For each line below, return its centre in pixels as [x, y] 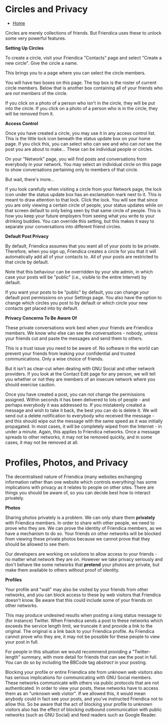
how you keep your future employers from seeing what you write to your [80, 216]
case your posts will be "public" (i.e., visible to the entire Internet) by [76, 277]
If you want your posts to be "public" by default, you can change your [77, 292]
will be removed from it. [30, 114]
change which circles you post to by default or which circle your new [76, 303]
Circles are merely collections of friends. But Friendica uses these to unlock [83, 33]
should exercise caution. [31, 384]
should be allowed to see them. [38, 544]
